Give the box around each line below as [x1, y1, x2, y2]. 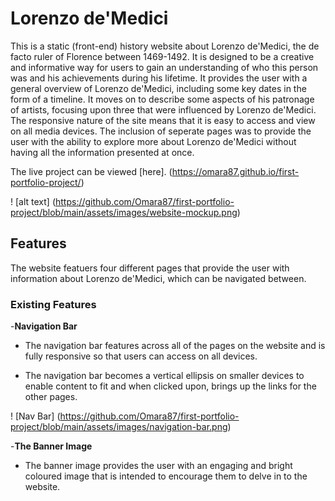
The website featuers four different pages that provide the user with [10, 262, 290, 274]
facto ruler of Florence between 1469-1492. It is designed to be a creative [10, 50, 315, 62]
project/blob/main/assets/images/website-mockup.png [10, 206, 238, 218]
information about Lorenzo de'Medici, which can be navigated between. [10, 272, 307, 284]
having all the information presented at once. [10, 146, 195, 158]
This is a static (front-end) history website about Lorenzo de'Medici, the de [10, 40, 320, 52]
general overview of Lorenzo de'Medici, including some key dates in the [10, 82, 307, 94]
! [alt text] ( [10, 195, 56, 207]
